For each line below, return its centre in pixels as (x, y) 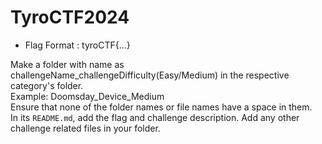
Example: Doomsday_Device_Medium (87, 96)
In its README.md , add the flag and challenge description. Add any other (155, 117)
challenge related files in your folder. (85, 128)
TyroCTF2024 (70, 17)
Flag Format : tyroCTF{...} (77, 45)
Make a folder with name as (67, 64)
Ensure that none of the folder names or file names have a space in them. (161, 107)
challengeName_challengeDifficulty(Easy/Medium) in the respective (150, 75)
